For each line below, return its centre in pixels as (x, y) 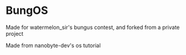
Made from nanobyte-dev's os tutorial (53, 45)
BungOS (27, 11)
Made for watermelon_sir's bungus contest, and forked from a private (93, 27)
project (15, 33)
